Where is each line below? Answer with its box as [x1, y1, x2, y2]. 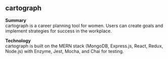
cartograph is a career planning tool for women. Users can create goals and [5, 22, 163, 28]
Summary [5, 17, 26, 23]
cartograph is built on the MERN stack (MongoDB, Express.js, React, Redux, [5, 42, 163, 49]
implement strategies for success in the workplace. [5, 27, 112, 34]
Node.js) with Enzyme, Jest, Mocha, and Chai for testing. [5, 48, 124, 54]
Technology [5, 37, 31, 43]
